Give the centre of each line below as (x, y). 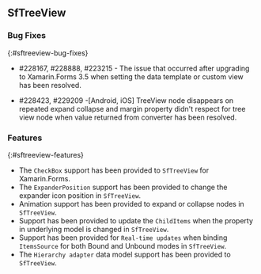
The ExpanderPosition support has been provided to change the (123, 187)
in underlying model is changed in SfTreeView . (94, 229)
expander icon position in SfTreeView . (80, 195)
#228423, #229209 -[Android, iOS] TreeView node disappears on (126, 100)
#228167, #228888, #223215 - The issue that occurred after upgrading (134, 68)
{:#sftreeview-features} (46, 154)
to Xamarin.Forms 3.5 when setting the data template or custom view (131, 76)
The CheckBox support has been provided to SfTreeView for (114, 170)
